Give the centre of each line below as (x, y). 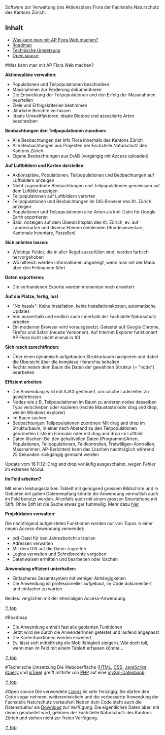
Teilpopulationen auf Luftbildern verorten (54, 196)
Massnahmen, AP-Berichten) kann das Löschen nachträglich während (83, 449)
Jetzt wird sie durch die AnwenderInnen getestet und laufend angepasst (85, 632)
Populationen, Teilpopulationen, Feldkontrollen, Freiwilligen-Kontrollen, (84, 444)
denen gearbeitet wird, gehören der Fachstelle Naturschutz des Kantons (78, 712)
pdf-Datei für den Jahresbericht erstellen (54, 538)
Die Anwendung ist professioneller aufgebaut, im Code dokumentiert (82, 583)
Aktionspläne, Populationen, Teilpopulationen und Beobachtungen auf (83, 175)
